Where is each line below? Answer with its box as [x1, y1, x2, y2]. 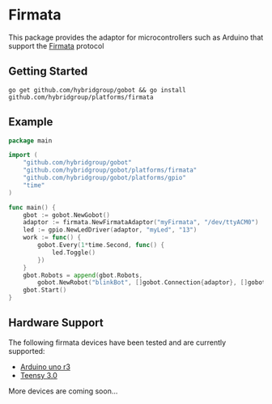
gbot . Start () [23, 286, 67, 295]
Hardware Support [8, 316, 104, 330]
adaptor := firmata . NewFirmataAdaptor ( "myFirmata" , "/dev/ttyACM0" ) [23, 219, 259, 227]
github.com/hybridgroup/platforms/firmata [8, 93, 154, 101]
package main [8, 136, 53, 145]
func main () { [8, 203, 57, 211]
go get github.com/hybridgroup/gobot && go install [8, 86, 186, 94]
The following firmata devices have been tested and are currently [8, 338, 227, 347]
